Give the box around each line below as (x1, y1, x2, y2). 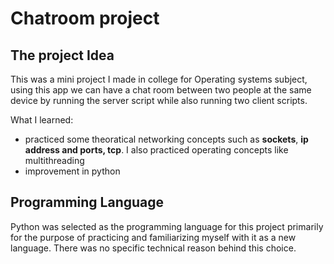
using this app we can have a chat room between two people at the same (10, 84, 312, 96)
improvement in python (24, 165, 121, 177)
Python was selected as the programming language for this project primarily (10, 220, 324, 232)
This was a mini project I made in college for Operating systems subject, (10, 73, 308, 85)
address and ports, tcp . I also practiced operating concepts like (24, 144, 289, 156)
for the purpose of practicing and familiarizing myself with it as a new (10, 231, 297, 243)
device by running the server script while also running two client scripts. (10, 95, 308, 106)
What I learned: (10, 114, 74, 126)
